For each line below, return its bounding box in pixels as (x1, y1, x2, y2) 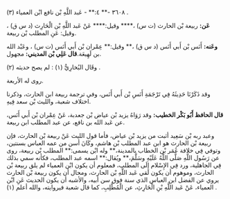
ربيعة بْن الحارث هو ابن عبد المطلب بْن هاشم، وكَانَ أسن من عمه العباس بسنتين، (6, 139, 212, 147)
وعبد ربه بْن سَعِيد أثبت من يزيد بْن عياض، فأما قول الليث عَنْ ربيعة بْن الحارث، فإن (6, 132, 215, 139)
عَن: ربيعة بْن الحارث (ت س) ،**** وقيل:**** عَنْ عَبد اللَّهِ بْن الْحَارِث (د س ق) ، (6, 21, 211, 29)
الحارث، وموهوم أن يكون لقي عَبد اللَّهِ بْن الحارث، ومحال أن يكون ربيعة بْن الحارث (6, 168, 214, 176)
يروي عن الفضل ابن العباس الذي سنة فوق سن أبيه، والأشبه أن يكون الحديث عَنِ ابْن (6, 175, 220, 184)
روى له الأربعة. (6, 76, 44, 85)
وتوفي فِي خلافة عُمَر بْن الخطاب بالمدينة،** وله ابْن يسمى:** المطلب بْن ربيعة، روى (6, 146, 221, 154)
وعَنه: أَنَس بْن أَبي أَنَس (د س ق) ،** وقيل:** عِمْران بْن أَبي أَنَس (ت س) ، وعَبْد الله (6, 42, 218, 50)
